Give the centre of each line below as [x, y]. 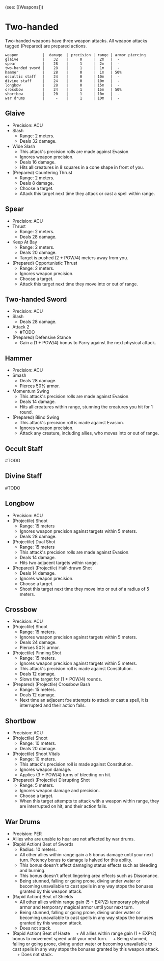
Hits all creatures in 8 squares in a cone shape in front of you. [82, 167]
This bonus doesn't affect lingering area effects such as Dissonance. [89, 876]
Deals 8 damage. [37, 183]
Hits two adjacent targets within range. [59, 562]
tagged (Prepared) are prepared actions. [46, 46]
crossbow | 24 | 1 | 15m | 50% [63, 89]
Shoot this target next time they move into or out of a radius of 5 [84, 589]
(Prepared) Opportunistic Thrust [45, 263]
